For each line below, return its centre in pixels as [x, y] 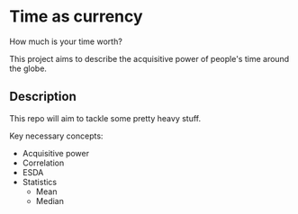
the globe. [28, 68]
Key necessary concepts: [56, 136]
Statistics [40, 182]
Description [43, 97]
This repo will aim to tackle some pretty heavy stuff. [105, 118]
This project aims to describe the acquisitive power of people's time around [149, 58]
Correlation [43, 163]
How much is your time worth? [66, 41]
